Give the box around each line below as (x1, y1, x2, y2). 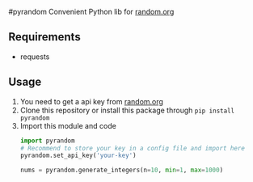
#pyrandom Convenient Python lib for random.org (8, 7, 175, 16)
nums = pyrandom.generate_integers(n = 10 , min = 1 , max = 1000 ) (19, 166, 224, 175)
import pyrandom (19, 137, 75, 145)
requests (19, 52, 50, 61)
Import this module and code (19, 121, 117, 130)
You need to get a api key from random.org (19, 96, 164, 106)
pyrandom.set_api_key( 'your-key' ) (19, 151, 137, 160)
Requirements (8, 30, 81, 44)
